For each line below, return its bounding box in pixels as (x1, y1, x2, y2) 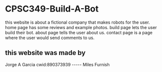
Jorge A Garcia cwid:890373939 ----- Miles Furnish (5, 61, 110, 67)
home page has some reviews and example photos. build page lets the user (5, 24, 157, 30)
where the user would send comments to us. (5, 35, 95, 41)
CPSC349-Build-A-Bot (5, 3, 99, 14)
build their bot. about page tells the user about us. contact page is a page (5, 29, 153, 35)
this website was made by (5, 49, 86, 57)
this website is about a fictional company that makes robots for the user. (5, 19, 150, 25)
